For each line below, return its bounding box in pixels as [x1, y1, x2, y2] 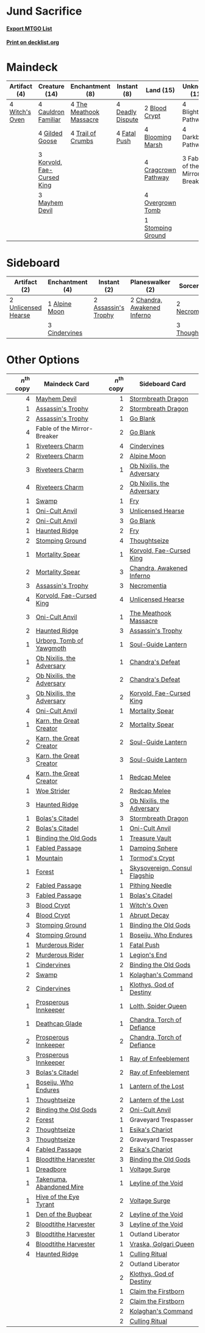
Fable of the [35, 424, 70, 433]
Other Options [6, 353, 80, 367]
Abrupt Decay [129, 911, 170, 919]
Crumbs [70, 137, 93, 145]
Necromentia [129, 581, 167, 590]
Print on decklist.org [6, 38, 59, 46]
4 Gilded [38, 129, 63, 138]
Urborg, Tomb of [35, 636, 84, 645]
